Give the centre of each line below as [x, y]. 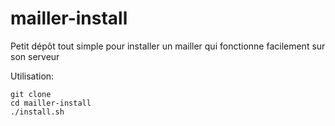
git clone [31, 94]
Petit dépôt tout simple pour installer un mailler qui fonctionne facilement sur [168, 46]
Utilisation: [32, 76]
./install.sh [37, 112]
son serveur [35, 56]
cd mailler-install [51, 103]
